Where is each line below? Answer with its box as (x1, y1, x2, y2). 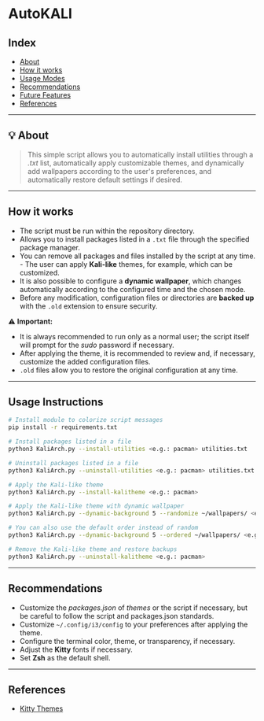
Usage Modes (19, 74, 65, 83)
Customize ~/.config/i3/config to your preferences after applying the (19, 619, 248, 629)
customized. (19, 268, 60, 277)
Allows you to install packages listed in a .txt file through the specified (19, 234, 250, 244)
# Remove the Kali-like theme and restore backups (8, 545, 178, 553)
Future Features (19, 91, 71, 99)
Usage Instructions (8, 395, 104, 409)
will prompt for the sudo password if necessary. (19, 340, 174, 349)
